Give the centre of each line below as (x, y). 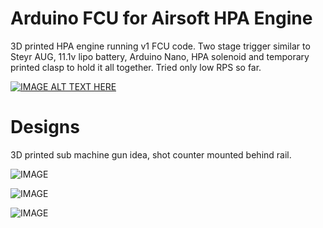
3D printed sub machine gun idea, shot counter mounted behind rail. (151, 154)
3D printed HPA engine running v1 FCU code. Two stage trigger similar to (160, 46)
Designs (45, 127)
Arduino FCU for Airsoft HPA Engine (161, 18)
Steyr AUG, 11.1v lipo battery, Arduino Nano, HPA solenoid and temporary (160, 56)
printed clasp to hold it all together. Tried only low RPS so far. (136, 67)
